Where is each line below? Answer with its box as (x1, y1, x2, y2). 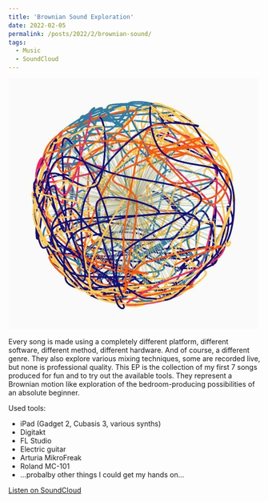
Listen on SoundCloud (8, 485, 82, 495)
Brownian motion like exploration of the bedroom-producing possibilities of (8, 380, 255, 388)
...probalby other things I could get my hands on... (19, 470, 185, 480)
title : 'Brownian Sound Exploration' (8, 13, 134, 21)
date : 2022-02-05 (8, 21, 66, 30)
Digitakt (19, 428, 46, 436)
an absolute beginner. (8, 388, 80, 397)
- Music (15, 46, 42, 55)
